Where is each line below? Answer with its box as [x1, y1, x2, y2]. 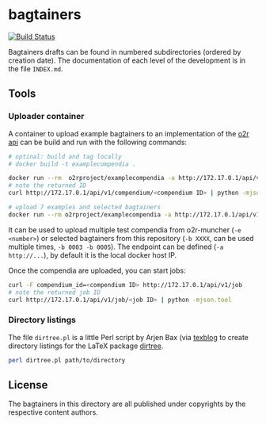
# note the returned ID [8, 182, 87, 190]
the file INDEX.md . [8, 63, 63, 73]
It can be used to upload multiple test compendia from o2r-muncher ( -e [8, 224, 241, 235]
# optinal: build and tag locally [8, 152, 123, 160]
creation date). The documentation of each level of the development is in [8, 56, 246, 65]
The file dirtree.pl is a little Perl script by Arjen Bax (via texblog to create [8, 332, 249, 342]
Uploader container [8, 111, 85, 122]
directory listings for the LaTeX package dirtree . [8, 341, 164, 350]
